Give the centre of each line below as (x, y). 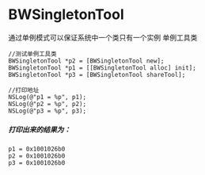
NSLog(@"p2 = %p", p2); (47, 104)
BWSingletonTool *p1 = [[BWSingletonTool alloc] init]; (102, 68)
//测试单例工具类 (32, 54)
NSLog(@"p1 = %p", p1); (47, 97)
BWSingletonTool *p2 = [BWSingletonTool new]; (86, 61)
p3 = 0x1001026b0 (37, 163)
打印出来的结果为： (40, 129)
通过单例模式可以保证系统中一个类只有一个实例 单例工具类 (103, 37)
